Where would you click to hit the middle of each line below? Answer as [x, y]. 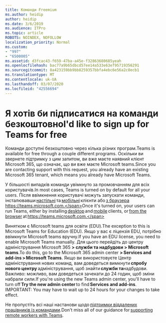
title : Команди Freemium [31, 10]
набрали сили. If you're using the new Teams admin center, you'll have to [80, 279]
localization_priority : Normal [38, 42]
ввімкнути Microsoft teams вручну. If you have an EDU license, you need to [83, 237]
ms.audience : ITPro [25, 28]
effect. [12, 295]
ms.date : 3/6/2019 [24, 24]
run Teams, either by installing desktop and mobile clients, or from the [76, 211]
